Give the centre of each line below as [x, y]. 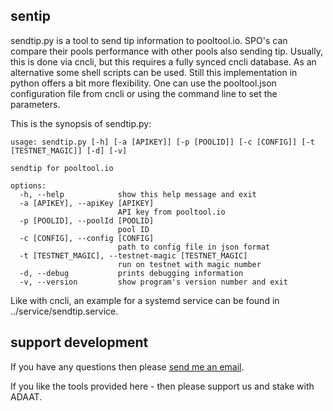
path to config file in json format [194, 247]
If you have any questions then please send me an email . [127, 366]
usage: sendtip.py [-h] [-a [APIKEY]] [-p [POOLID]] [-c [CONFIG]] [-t [162, 142]
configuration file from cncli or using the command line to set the [144, 93]
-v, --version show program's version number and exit [153, 282]
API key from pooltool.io [171, 212]
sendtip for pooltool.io [62, 168]
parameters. [35, 104]
